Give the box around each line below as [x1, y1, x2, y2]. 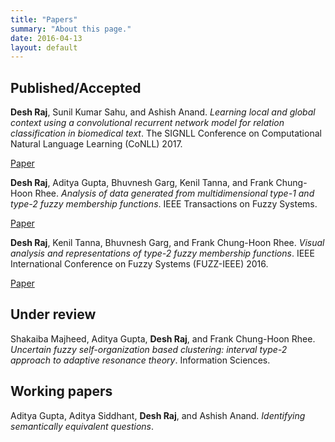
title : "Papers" [10, 14, 78, 25]
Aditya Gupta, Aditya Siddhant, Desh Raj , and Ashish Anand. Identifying [10, 409, 306, 421]
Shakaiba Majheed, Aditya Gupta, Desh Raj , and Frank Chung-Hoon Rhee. [10, 332, 316, 345]
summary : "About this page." [10, 24, 132, 34]
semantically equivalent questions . [10, 420, 154, 432]
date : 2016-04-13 [10, 33, 83, 43]
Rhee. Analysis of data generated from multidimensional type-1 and [34, 187, 315, 200]
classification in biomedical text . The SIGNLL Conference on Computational [10, 127, 322, 140]
